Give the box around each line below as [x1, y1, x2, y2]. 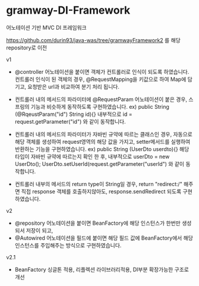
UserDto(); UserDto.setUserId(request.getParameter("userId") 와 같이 [14, 160, 185, 167]
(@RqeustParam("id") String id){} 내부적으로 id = [14, 111, 132, 118]
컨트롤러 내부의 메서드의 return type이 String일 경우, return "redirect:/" [14, 180, 182, 187]
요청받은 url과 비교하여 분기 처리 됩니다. [27, 83, 120, 90]
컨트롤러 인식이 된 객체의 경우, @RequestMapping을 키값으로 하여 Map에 [14, 76, 187, 83]
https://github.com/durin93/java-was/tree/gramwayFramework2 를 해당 [6, 36, 181, 43]
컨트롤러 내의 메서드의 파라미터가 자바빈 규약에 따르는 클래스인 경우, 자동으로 [14, 130, 193, 137]
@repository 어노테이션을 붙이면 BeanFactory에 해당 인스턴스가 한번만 [14, 219, 181, 227]
